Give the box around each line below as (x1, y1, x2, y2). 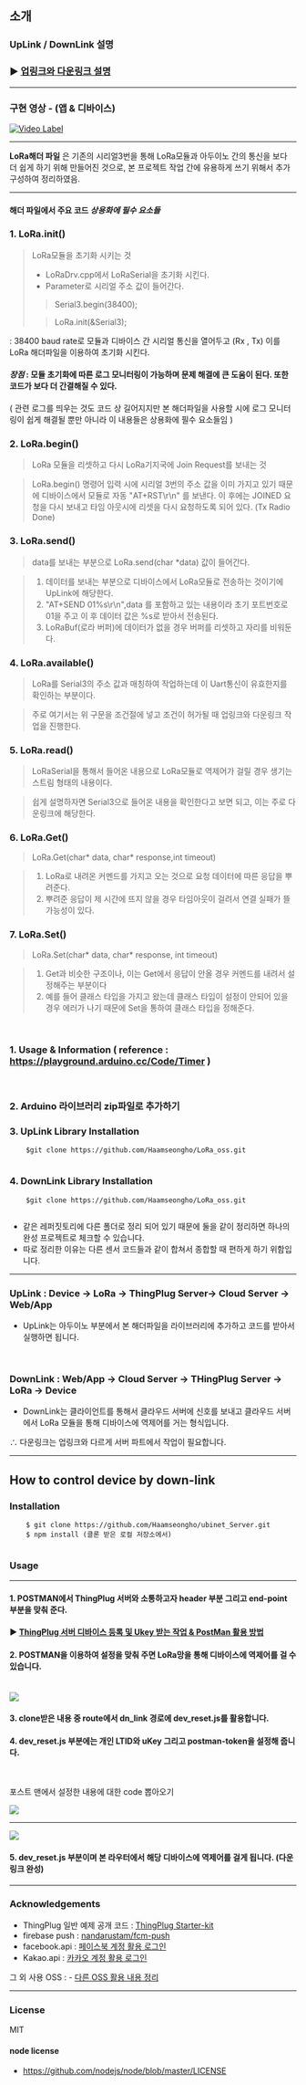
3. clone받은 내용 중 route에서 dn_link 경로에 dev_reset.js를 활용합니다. (9, 1713, 270, 1724)
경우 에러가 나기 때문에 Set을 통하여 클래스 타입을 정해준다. (45, 1002, 255, 1013)
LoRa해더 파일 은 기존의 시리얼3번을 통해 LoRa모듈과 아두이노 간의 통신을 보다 (9, 150, 288, 162)
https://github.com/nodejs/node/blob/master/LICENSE (22, 2066, 227, 2077)
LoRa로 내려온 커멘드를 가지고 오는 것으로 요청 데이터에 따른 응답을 (45, 871, 283, 882)
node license (9, 2045, 59, 2056)
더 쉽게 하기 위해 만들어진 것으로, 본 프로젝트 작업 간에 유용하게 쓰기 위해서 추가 (9, 162, 291, 173)
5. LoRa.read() (9, 743, 74, 756)
